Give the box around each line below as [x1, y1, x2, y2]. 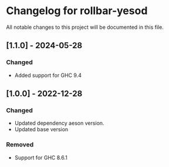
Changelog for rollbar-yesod [6, 4, 148, 18]
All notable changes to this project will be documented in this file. [6, 24, 164, 31]
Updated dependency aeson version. [14, 119, 104, 127]
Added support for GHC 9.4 [14, 72, 82, 79]
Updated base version [14, 126, 69, 133]
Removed [6, 141, 34, 149]
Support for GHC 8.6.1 [14, 154, 67, 161]
